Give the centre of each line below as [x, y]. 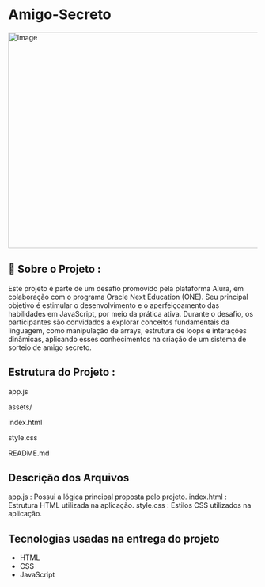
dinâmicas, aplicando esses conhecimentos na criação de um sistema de [127, 339]
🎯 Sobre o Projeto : [55, 269]
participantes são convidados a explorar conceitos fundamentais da [119, 322]
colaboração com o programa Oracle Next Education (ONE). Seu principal [128, 297]
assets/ [20, 407]
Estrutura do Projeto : [62, 372]
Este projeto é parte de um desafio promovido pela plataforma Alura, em [126, 288]
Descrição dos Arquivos [69, 478]
